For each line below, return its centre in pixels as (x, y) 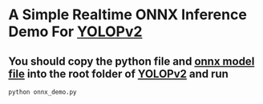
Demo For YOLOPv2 (75, 32)
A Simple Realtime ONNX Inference (127, 15)
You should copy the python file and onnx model (131, 61)
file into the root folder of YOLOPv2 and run (118, 74)
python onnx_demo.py (43, 92)
